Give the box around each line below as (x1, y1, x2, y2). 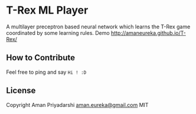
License (6, 86, 36, 96)
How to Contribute (6, 53, 76, 63)
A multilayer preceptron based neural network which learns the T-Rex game (6, 23, 191, 30)
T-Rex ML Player (6, 4, 89, 17)
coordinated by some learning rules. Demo (6, 29, 110, 36)
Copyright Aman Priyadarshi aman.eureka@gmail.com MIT (6, 101, 149, 108)
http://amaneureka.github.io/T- (111, 29, 186, 36)
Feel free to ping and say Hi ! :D (6, 69, 87, 76)
